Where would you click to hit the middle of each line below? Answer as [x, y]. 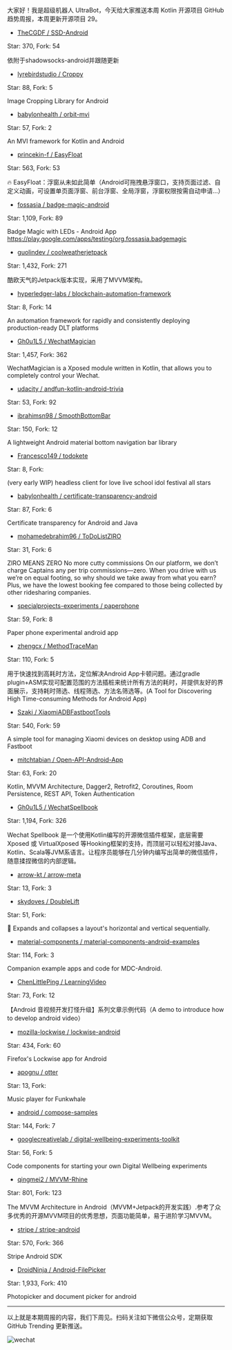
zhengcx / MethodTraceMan [58, 646]
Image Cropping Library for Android [58, 101]
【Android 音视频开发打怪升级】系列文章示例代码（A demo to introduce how [116, 1009]
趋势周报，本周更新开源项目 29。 [54, 19]
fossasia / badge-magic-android [63, 205]
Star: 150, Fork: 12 [32, 429]
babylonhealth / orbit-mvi [53, 114]
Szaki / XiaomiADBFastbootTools [64, 712]
